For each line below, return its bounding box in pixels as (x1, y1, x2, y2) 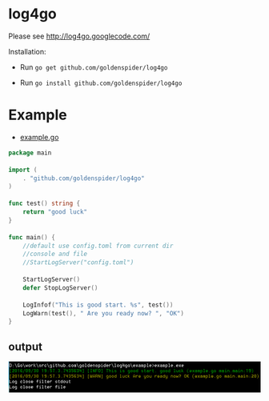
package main (8, 149, 52, 157)
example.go (19, 132, 59, 142)
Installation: (8, 46, 46, 56)
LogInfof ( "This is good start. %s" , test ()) (22, 301, 174, 309)
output (8, 339, 42, 353)
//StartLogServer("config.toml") (22, 259, 134, 267)
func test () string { (8, 199, 81, 208)
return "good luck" (22, 208, 88, 216)
